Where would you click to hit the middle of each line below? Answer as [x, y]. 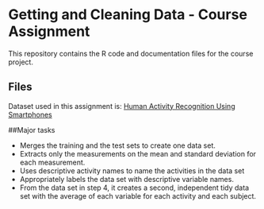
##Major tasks [32, 130]
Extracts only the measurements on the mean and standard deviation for [138, 153]
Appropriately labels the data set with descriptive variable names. [126, 179]
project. [21, 62]
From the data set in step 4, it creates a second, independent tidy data [134, 188]
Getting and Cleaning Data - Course [128, 15]
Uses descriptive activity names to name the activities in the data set [132, 170]
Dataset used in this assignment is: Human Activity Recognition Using [122, 106]
